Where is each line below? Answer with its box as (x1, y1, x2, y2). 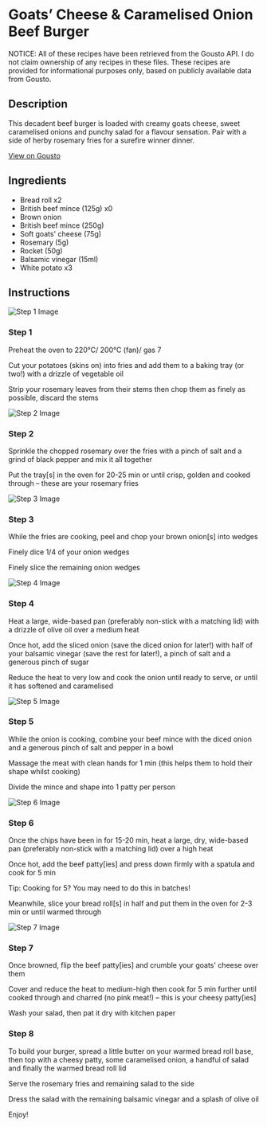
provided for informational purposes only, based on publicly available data (8, 65, 253, 75)
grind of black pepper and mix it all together (8, 454, 153, 464)
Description (8, 97, 68, 111)
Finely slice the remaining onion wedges (8, 563, 141, 573)
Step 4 (8, 598, 34, 609)
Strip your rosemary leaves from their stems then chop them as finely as (8, 384, 245, 393)
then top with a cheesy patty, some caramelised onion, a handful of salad (8, 1055, 249, 1064)
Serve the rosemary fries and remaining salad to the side (8, 1078, 195, 1088)
